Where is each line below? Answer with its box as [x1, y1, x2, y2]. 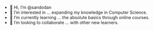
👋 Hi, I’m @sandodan [9, 5, 52, 10]
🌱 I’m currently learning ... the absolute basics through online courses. [9, 15, 150, 20]
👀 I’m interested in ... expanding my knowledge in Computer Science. [9, 10, 148, 15]
